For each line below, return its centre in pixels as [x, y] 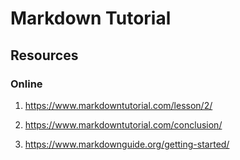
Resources [44, 55]
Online [26, 84]
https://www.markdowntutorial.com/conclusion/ [123, 124]
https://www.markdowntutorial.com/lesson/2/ [118, 105]
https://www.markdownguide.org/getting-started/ [127, 144]
